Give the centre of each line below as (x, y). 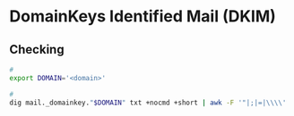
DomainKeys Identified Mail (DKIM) (143, 17)
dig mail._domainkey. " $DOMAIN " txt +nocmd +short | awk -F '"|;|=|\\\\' (148, 103)
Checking (37, 50)
